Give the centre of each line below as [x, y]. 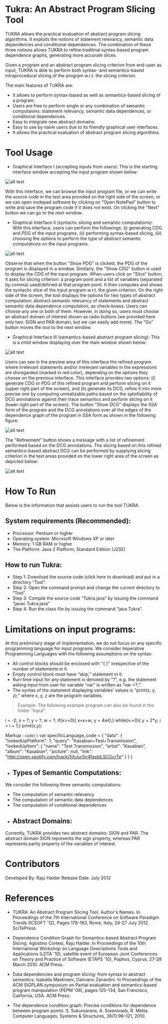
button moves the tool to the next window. [48, 327]
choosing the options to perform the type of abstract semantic [77, 238]
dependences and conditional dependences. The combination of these [78, 44]
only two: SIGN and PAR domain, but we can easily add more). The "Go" [79, 322]
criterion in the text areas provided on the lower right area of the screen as [82, 456]
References [29, 898]
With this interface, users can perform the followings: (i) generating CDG [87, 227]
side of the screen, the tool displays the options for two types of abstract [80, 295]
